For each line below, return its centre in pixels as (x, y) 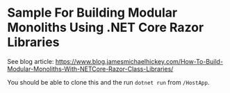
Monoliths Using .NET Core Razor (106, 27)
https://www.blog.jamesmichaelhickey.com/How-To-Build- (139, 61)
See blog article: (31, 61)
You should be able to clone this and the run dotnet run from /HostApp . (108, 82)
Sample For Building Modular (92, 13)
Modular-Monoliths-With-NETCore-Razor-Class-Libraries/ (90, 69)
